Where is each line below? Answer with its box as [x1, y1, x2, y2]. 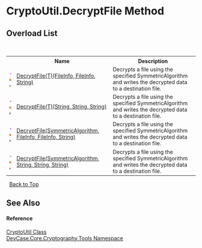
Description [138, 57, 168, 64]
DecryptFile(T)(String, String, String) [16, 103, 107, 110]
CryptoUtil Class [6, 228, 47, 235]
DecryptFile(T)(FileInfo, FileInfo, [16, 72, 96, 79]
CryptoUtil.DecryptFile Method [6, 4, 164, 18]
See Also [6, 198, 40, 208]
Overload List [6, 28, 58, 38]
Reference [6, 214, 33, 222]
